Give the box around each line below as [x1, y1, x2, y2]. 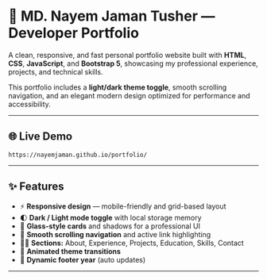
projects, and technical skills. [8, 67, 103, 76]
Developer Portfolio [8, 24, 139, 42]
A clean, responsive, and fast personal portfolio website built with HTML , [8, 50, 247, 59]
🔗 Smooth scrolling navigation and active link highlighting [19, 229, 211, 239]
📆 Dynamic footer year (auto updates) [19, 255, 146, 264]
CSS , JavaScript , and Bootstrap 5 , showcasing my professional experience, [8, 59, 258, 68]
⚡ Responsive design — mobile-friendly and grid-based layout [19, 201, 226, 211]
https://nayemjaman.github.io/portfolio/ [8, 151, 148, 159]
